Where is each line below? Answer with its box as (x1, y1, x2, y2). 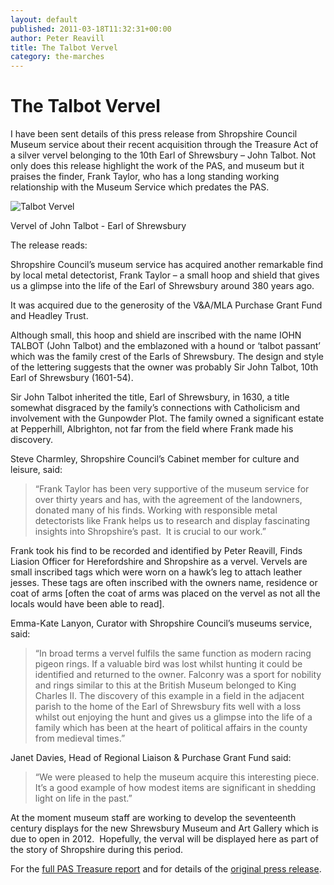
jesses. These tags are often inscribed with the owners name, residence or (10, 577, 318, 589)
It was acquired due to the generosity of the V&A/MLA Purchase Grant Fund (10, 299, 323, 311)
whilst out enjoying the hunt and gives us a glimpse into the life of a (34, 711, 313, 723)
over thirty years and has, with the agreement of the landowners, (34, 494, 303, 506)
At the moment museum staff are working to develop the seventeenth (10, 812, 297, 824)
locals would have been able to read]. (10, 598, 165, 610)
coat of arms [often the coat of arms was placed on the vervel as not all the (10, 587, 321, 600)
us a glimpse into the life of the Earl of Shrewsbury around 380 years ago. (10, 280, 315, 292)
